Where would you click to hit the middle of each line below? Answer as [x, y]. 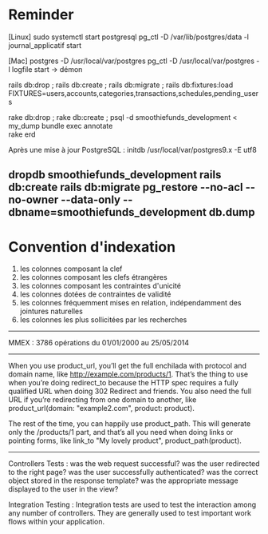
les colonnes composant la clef [71, 269]
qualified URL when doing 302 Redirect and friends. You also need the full [130, 391]
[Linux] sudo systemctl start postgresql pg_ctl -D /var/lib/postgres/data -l [129, 37]
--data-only [91, 200]
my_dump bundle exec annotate [61, 126]
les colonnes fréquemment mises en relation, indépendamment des [130, 303]
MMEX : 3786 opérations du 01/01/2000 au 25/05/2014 [99, 343]
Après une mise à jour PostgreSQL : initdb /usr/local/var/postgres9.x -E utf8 [132, 149]
